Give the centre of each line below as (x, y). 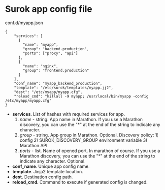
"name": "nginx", (40, 66)
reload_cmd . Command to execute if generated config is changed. (80, 182)
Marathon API (33, 145)
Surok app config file (49, 9)
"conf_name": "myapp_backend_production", (58, 83)
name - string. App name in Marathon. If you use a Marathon (81, 119)
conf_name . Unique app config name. (51, 166)
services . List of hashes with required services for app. (68, 114)
